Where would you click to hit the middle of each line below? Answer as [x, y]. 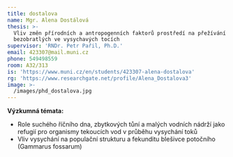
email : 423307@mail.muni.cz [48, 53]
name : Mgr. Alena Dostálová [48, 20]
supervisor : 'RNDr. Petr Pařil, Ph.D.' [65, 46]
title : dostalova [32, 14]
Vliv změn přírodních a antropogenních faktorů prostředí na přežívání [120, 33]
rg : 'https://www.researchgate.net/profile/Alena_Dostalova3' [99, 78]
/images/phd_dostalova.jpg [53, 91]
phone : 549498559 [32, 59]
